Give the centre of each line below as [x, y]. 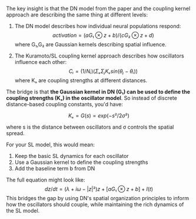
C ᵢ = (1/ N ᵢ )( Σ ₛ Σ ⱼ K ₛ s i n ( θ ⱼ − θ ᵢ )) [103, 71]
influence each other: [40, 62]
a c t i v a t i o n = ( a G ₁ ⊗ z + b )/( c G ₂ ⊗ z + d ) [103, 35]
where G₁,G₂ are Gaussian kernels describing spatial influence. [90, 44]
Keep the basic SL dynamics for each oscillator [72, 156]
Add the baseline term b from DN [55, 169]
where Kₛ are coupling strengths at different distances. [81, 80]
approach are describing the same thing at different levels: [77, 15]
